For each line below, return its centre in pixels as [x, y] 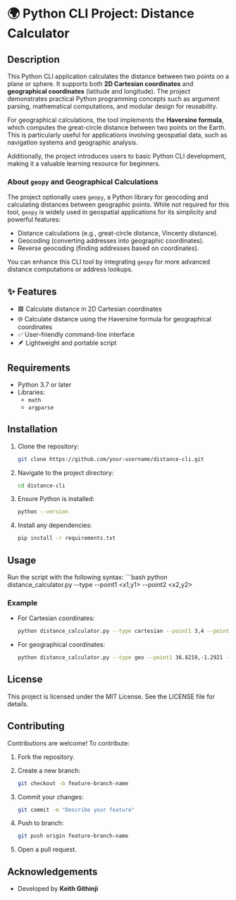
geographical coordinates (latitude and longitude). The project [99, 91]
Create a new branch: [49, 770]
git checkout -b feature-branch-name [73, 783]
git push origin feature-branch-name [73, 836]
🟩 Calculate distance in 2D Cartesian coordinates [89, 309]
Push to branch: [41, 823]
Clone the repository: [48, 446]
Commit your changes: [50, 796]
